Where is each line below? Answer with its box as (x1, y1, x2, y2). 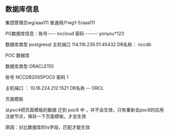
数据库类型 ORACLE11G (5, 63, 54, 69)
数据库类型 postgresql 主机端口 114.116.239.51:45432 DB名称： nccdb (5, 41, 152, 47)
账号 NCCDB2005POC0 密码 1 (5, 74, 69, 80)
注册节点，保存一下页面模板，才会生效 (5, 113, 86, 119)
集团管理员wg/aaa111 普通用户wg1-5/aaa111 (5, 20, 96, 26)
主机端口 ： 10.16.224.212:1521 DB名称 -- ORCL (5, 85, 104, 91)
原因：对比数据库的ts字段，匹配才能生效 (5, 124, 90, 130)
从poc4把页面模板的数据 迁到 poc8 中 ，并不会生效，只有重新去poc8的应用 (5, 107, 164, 113)
